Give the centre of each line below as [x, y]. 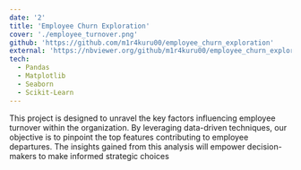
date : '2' [28, 17]
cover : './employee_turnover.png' [74, 34]
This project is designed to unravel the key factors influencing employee [142, 118]
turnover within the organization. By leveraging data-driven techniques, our [148, 127]
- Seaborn [35, 84]
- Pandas [34, 68]
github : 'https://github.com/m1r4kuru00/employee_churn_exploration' [142, 42]
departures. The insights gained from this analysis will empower [127, 146]
